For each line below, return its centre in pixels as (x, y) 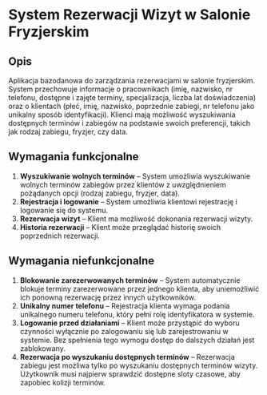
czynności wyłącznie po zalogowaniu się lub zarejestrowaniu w (124, 331)
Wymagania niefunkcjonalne (82, 261)
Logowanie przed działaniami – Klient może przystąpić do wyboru (130, 323)
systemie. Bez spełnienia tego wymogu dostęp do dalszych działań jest (137, 340)
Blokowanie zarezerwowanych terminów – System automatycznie (130, 280)
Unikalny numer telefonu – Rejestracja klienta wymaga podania (125, 305)
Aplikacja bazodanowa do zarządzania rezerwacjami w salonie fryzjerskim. (132, 81)
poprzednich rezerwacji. (60, 236)
